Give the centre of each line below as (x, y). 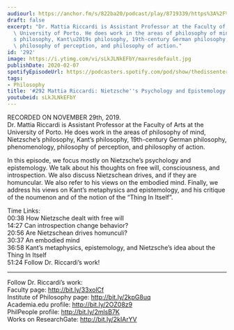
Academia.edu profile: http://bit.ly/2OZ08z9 (70, 304)
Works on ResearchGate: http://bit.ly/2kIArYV (72, 319)
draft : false (26, 20)
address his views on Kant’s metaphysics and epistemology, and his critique (116, 190)
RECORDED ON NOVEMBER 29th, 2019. (64, 117)
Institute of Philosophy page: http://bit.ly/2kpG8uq (79, 297)
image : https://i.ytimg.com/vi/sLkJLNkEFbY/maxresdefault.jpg (99, 59)
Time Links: (24, 211)
